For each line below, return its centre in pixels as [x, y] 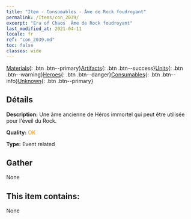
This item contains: [43, 196]
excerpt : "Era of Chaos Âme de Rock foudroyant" [70, 23]
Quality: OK [21, 132]
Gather [20, 163]
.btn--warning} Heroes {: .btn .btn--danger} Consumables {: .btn [83, 74]
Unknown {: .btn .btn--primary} [56, 81]
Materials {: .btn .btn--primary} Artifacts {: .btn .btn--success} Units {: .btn [95, 68]
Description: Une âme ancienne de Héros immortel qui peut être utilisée [95, 114]
